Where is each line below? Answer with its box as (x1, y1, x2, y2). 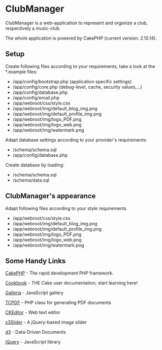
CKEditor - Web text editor (5, 309, 61, 316)
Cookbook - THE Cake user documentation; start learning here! (5, 280, 138, 286)
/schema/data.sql (12, 177, 50, 183)
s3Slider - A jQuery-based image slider (5, 319, 87, 325)
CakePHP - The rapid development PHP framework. (5, 270, 114, 276)
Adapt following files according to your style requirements (5, 205, 127, 211)
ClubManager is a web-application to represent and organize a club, (5, 20, 148, 26)
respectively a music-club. (5, 25, 61, 31)
